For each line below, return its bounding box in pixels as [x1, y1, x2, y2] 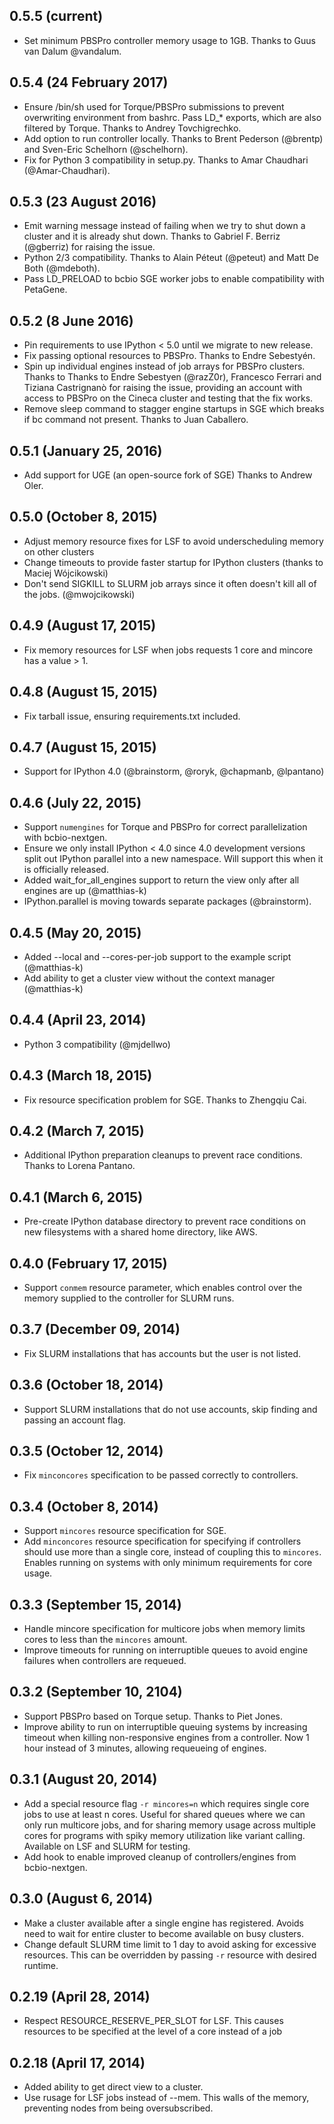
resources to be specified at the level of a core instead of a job [23, 2025, 283, 2038]
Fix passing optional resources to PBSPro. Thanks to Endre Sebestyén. [23, 350, 316, 362]
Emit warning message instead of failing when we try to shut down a [23, 220, 306, 232]
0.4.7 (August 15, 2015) [9, 739, 157, 756]
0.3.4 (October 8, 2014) [9, 1498, 159, 1515]
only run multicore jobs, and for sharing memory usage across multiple [23, 1819, 316, 1831]
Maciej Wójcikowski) [23, 567, 109, 579]
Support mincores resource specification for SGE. [23, 1525, 227, 1537]
